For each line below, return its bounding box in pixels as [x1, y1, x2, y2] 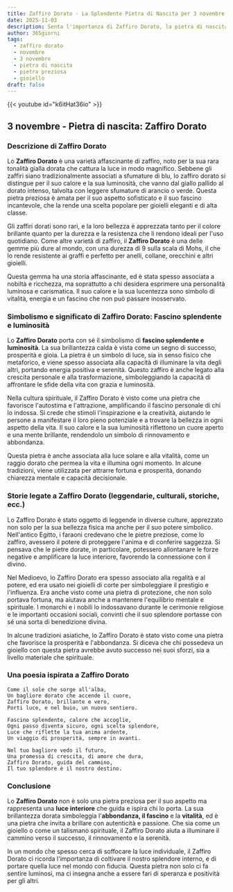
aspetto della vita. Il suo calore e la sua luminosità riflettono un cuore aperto [7, 423, 224, 432]
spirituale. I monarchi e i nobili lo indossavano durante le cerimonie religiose [7, 603, 224, 611]
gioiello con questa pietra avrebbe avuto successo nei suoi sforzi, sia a [7, 646, 210, 654]
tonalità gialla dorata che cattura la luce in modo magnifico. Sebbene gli [7, 164, 212, 172]
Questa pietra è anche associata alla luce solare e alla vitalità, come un [7, 452, 209, 460]
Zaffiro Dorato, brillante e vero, [7, 698, 110, 705]
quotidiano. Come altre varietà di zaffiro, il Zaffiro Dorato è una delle [7, 237, 203, 245]
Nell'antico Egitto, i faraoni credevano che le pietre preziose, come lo [7, 530, 205, 539]
